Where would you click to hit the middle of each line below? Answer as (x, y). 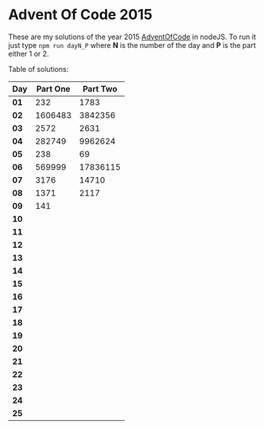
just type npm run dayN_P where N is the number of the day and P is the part (132, 45)
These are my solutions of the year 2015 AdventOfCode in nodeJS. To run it (132, 37)
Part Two (100, 89)
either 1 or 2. (29, 53)
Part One (53, 89)
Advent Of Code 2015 (80, 15)
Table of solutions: (39, 69)
